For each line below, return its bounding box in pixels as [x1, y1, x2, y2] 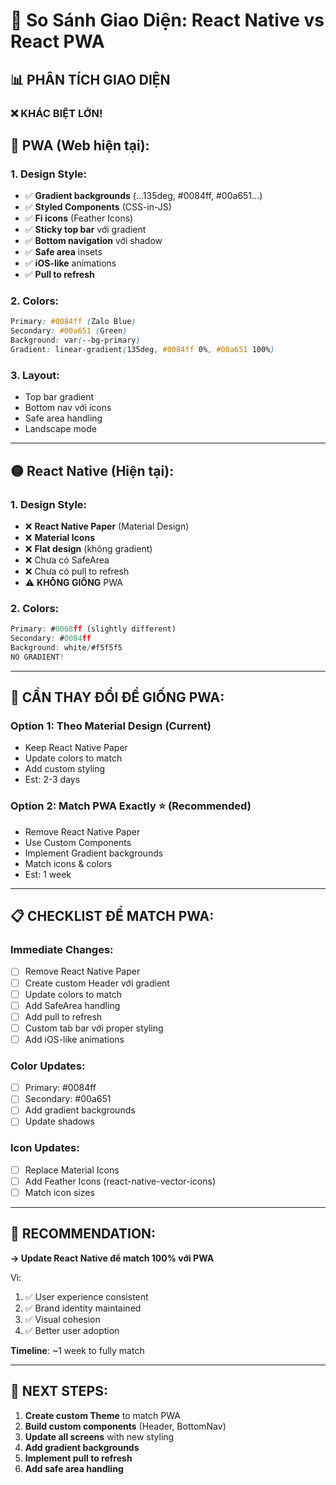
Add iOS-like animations [24, 1033, 125, 1045]
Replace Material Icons [24, 1164, 120, 1176]
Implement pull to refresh [24, 1452, 133, 1464]
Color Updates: [10, 1059, 86, 1073]
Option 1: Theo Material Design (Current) [10, 719, 212, 733]
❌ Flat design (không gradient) [24, 542, 153, 554]
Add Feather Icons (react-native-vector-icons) [24, 1175, 217, 1187]
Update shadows [24, 1115, 95, 1128]
